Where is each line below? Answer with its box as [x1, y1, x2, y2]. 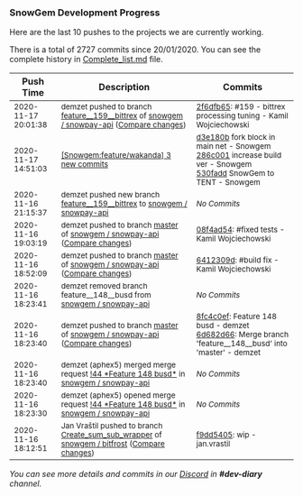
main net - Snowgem [196, 142, 271, 152]
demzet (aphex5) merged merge [60, 360, 177, 371]
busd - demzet [196, 320, 250, 331]
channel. [9, 478, 42, 489]
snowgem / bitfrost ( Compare [60, 439, 165, 449]
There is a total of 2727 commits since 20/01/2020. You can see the [9, 44, 262, 55]
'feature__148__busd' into [196, 338, 289, 349]
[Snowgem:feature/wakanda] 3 [60, 151, 171, 161]
